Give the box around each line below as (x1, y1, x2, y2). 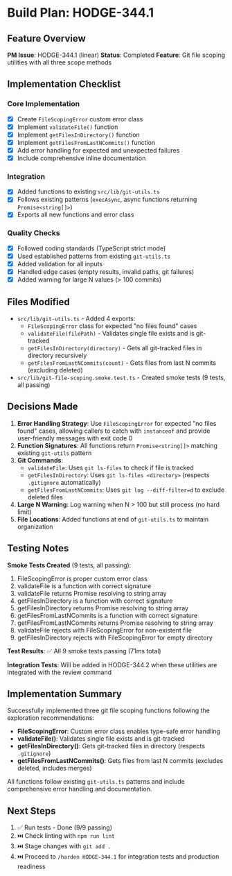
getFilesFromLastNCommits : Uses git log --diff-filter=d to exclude (27, 486, 225, 494)
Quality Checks (7, 228, 60, 238)
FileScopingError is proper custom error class (17, 574, 148, 583)
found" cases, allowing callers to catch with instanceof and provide (17, 427, 211, 435)
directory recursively (27, 351, 87, 359)
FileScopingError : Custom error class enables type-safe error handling (17, 727, 220, 736)
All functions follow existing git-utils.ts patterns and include (7, 778, 185, 786)
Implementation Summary (7, 688, 123, 700)
